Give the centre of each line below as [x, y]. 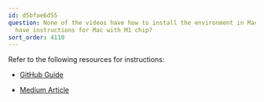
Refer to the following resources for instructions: [86, 60]
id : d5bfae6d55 [33, 15]
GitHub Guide [42, 75]
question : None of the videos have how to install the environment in [126, 23]
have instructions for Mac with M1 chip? [84, 30]
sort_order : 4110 [37, 37]
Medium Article [44, 90]
